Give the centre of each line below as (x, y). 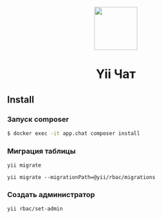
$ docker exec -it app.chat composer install (73, 133)
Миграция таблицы (41, 151)
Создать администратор (51, 194)
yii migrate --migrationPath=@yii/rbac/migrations (81, 178)
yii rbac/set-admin (35, 209)
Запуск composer (38, 119)
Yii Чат (116, 74)
